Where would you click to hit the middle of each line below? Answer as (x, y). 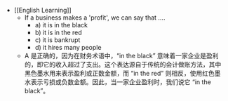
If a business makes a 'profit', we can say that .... (95, 18)
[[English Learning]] (42, 10)
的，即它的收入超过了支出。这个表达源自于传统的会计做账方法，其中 (123, 65)
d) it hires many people (68, 47)
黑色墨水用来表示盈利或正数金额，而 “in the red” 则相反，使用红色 (120, 73)
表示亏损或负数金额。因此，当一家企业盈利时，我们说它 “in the (121, 82)
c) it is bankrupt (58, 40)
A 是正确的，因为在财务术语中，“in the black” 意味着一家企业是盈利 (121, 56)
